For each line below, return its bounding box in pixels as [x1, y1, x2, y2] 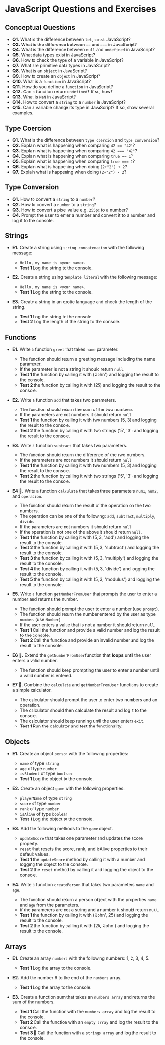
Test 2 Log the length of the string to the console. [19, 319, 121, 325]
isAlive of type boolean [19, 811, 68, 817]
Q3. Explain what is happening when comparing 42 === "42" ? [12, 147, 138, 154]
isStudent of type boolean [19, 771, 72, 777]
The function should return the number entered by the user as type [19, 611, 156, 617]
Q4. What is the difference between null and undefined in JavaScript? [12, 47, 155, 52]
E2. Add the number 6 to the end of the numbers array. [12, 974, 122, 980]
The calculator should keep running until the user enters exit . [19, 718, 145, 724]
